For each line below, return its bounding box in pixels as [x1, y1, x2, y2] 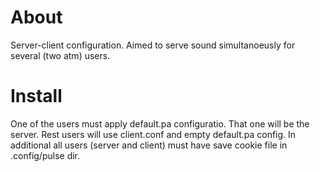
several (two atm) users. [10, 49, 111, 61]
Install [10, 85, 63, 108]
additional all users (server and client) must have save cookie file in [10, 139, 288, 151]
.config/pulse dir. [10, 149, 81, 161]
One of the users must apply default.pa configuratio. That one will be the [10, 117, 310, 130]
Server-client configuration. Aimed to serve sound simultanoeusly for [10, 39, 296, 51]
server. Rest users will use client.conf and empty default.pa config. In [10, 128, 297, 140]
